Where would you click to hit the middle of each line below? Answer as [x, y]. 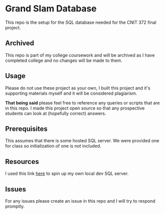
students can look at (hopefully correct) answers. [56, 113]
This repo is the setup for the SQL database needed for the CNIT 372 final [81, 22]
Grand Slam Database [51, 9]
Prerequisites [26, 129]
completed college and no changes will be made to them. [64, 60]
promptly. [15, 206]
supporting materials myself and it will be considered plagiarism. [71, 93]
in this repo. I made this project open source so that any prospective [75, 108]
